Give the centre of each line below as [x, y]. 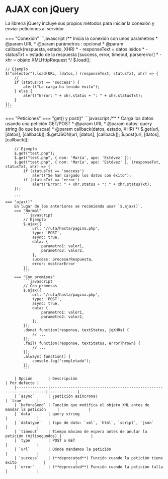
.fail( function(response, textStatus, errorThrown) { [82, 343]
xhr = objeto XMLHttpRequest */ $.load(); [48, 60]
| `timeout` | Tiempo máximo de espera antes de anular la [81, 432]
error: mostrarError [54, 263]
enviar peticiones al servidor [35, 28]
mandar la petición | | [48, 409]
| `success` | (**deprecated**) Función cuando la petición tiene [89, 458]
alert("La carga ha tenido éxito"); [62, 87]
